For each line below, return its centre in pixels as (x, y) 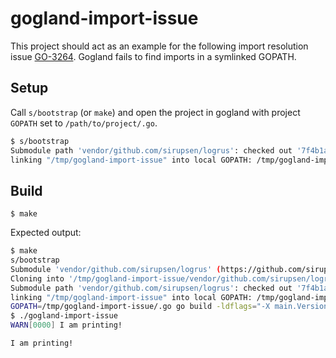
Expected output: (46, 233)
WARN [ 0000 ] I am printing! (66, 325)
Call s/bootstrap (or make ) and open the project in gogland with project (155, 112)
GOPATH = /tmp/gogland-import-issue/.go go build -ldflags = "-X (140, 307)
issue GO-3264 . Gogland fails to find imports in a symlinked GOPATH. (153, 56)
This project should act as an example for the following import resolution (159, 46)
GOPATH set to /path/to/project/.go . (84, 123)
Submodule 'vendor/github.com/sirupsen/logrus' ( (116, 269)
